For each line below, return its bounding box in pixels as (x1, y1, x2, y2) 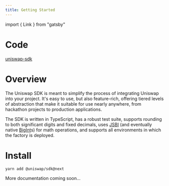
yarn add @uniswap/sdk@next (5, 166, 65, 172)
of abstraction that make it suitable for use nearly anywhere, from (5, 101, 142, 107)
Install (5, 150, 32, 161)
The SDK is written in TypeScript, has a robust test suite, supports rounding (5, 116, 162, 122)
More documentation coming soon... (5, 175, 81, 181)
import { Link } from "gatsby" (5, 21, 66, 27)
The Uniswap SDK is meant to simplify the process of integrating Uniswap (5, 90, 159, 96)
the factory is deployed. (5, 132, 54, 138)
